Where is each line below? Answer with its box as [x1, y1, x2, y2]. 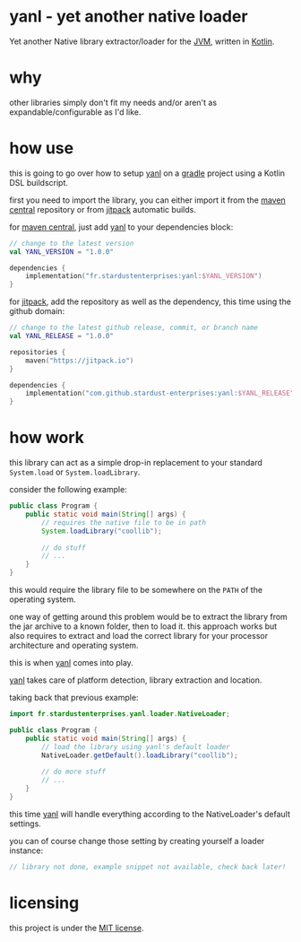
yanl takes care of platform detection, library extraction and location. [9, 675, 262, 685]
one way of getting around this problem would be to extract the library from [9, 612, 288, 622]
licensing [9, 893, 80, 912]
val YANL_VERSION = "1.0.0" [9, 247, 115, 257]
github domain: [9, 306, 65, 317]
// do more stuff [41, 767, 106, 777]
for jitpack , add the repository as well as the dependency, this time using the [9, 296, 291, 307]
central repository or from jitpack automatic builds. [9, 204, 197, 214]
